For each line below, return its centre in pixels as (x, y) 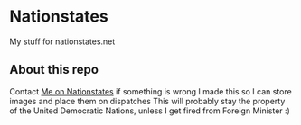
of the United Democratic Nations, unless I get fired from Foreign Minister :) (150, 111)
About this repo (54, 70)
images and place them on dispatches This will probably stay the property (147, 101)
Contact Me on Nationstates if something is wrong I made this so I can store (150, 91)
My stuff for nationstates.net (62, 41)
